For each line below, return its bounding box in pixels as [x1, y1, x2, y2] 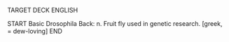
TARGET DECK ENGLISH [7, 6, 78, 14]
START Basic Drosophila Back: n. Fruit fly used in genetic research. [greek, [7, 20, 223, 27]
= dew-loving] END [7, 27, 63, 35]
